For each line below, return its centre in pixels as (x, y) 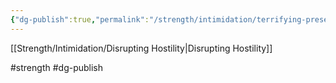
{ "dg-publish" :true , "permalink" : (80, 19)
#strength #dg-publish (57, 67)
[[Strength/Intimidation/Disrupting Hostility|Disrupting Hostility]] (141, 48)
